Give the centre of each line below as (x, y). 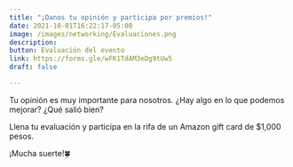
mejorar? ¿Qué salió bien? (56, 109)
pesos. (21, 136)
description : (33, 42)
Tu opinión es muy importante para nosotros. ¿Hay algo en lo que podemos (147, 99)
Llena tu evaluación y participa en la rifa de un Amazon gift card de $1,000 (145, 126)
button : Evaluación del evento (67, 51)
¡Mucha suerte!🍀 (40, 153)
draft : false (33, 68)
